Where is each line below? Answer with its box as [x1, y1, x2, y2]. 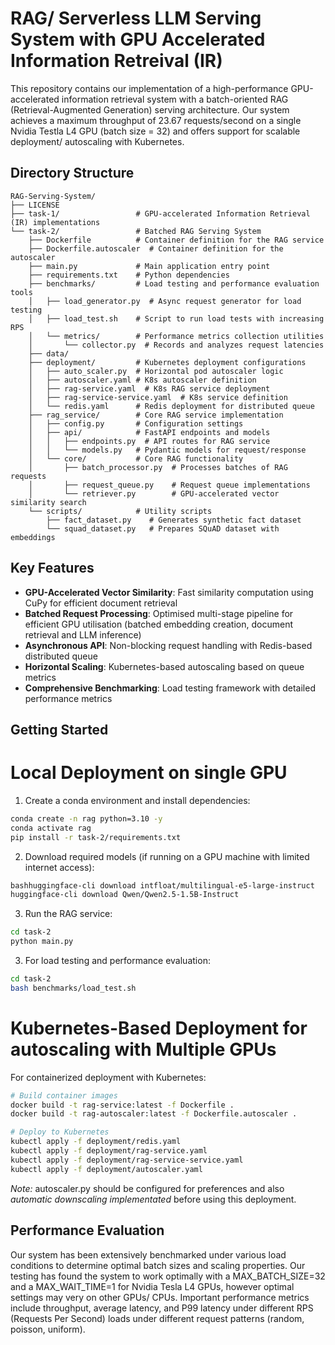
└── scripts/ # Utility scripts [28, 506, 213, 516]
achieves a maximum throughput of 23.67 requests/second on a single [10, 114, 302, 126]
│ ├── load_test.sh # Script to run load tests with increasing [28, 313, 325, 324]
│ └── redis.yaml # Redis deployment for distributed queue [28, 401, 315, 411]
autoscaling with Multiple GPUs [10, 1038, 277, 1061]
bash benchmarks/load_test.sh [10, 983, 137, 993]
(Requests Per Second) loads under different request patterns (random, [10, 1312, 305, 1324]
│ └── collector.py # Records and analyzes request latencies [28, 340, 325, 350]
